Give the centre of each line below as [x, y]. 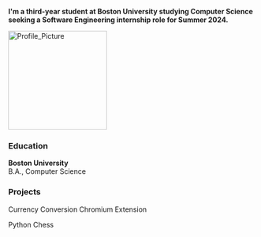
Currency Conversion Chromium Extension [78, 209]
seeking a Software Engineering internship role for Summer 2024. [118, 20]
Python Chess [31, 224]
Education [28, 145]
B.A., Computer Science [47, 171]
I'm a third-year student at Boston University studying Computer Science [131, 11]
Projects [24, 192]
